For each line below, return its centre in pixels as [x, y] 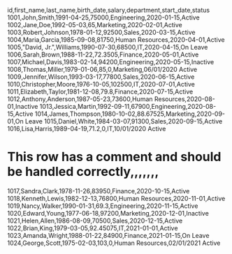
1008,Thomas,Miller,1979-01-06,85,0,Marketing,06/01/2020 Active [102, 69]
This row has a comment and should [114, 157]
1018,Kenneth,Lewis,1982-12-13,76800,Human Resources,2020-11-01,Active [116, 198]
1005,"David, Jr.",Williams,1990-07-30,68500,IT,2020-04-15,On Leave [108, 47]
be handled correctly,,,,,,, [83, 172]
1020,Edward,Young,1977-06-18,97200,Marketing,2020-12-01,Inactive [108, 213]
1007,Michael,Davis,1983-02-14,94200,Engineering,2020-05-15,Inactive [111, 62]
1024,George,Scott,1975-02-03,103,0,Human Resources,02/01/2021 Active [114, 243]
